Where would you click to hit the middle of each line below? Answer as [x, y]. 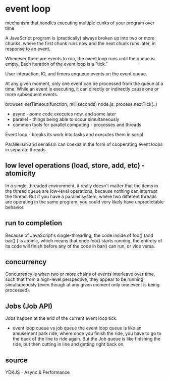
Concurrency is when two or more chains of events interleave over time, [80, 274]
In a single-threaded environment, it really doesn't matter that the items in [82, 186]
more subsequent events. [32, 94]
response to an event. [28, 49]
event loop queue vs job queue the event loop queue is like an [77, 328]
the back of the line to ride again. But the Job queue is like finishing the [87, 339]
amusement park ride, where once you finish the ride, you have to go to [87, 333]
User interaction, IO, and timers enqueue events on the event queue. [76, 73]
